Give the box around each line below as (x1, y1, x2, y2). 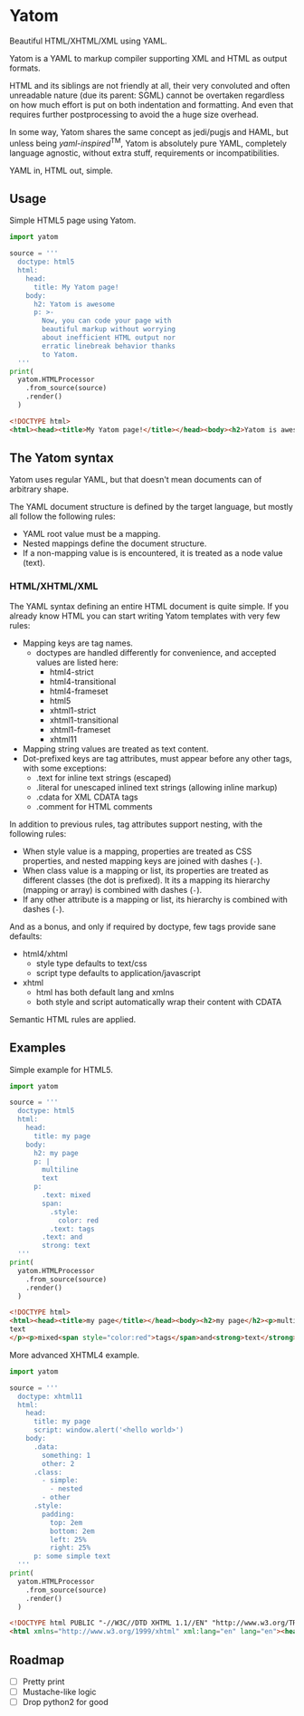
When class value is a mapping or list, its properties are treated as (22, 865, 269, 876)
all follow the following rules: (9, 511, 116, 522)
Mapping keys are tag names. (22, 638, 134, 648)
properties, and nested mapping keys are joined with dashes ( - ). (22, 855, 262, 866)
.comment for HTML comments (35, 800, 153, 811)
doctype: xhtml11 (17, 1392, 83, 1401)
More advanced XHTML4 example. (9, 1349, 140, 1360)
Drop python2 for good (22, 1697, 109, 1708)
